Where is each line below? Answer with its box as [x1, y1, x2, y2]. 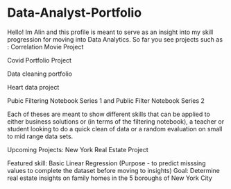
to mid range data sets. [7, 132, 74, 140]
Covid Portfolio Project [7, 56, 71, 64]
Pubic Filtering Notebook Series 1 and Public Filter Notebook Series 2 [7, 96, 205, 105]
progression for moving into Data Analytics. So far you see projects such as [7, 35, 223, 43]
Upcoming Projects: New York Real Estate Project [7, 145, 149, 154]
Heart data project [7, 83, 60, 91]
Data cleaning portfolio [7, 69, 73, 78]
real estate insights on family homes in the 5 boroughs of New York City [7, 174, 213, 182]
